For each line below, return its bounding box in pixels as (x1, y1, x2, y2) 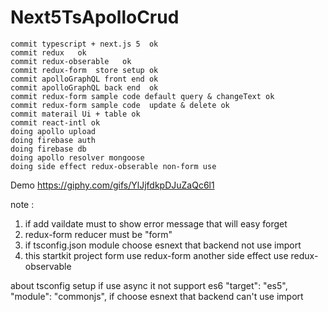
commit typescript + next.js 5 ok (10, 39, 159, 49)
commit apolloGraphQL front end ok (10, 74, 159, 84)
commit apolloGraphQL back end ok (10, 82, 159, 93)
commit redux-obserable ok (10, 56, 132, 66)
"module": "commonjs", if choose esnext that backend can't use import (10, 290, 304, 302)
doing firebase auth (10, 135, 97, 145)
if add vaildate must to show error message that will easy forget (24, 217, 288, 230)
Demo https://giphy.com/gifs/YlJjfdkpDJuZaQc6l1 (10, 179, 215, 191)
